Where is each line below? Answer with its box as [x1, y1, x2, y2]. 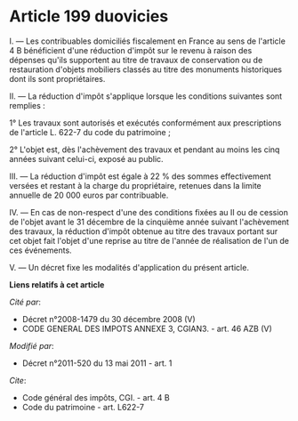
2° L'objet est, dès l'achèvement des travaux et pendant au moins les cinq [9, 144, 280, 155]
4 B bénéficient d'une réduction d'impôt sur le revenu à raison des [9, 45, 253, 55]
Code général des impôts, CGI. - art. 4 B [21, 392, 171, 402]
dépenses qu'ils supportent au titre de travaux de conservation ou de [9, 54, 263, 65]
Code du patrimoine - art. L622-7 [21, 401, 145, 412]
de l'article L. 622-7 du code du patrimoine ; [9, 126, 171, 137]
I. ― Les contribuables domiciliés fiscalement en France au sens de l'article [9, 36, 286, 46]
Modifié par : [9, 340, 55, 351]
